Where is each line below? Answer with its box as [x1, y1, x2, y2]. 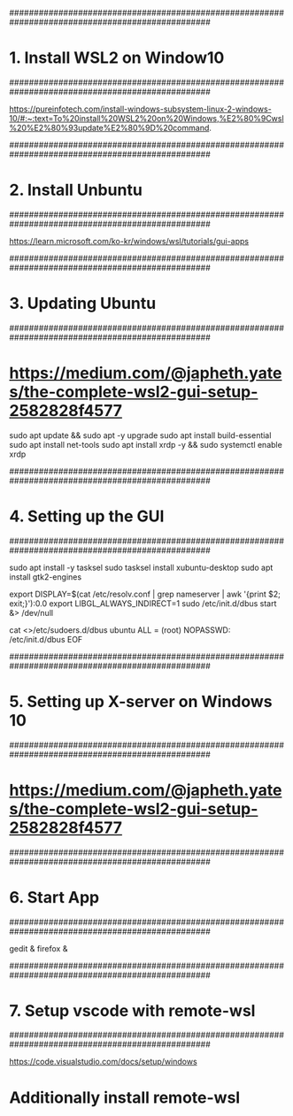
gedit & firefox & [9, 943, 68, 954]
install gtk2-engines [9, 571, 82, 582]
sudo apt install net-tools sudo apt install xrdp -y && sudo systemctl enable [9, 439, 283, 450]
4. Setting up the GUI [9, 506, 165, 526]
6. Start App [9, 887, 100, 907]
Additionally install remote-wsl [9, 1088, 241, 1107]
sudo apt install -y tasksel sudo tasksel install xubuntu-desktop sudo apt [9, 562, 274, 573]
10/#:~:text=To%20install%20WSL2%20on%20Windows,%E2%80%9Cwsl [9, 112, 285, 123]
